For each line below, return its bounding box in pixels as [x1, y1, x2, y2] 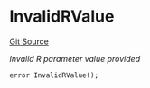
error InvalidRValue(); [9, 70, 99, 80]
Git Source [9, 36, 50, 47]
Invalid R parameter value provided [9, 53, 141, 64]
